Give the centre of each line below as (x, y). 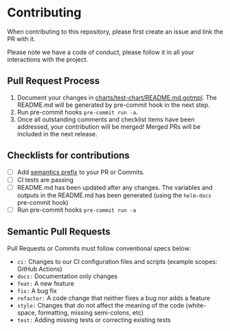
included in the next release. (57, 134)
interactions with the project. (48, 59)
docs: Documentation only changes (67, 276)
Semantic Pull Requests (59, 232)
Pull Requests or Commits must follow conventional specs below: (99, 248)
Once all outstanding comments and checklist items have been (106, 119)
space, (26, 312)
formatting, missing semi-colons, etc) (91, 312)
